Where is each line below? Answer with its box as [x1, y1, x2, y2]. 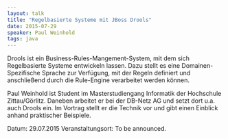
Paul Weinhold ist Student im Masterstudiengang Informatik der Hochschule [7, 90, 222, 98]
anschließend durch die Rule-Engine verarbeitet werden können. [7, 76, 190, 84]
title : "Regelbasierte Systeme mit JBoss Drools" [7, 16, 152, 23]
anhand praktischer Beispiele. [7, 111, 91, 120]
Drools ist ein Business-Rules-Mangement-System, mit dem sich [7, 54, 190, 62]
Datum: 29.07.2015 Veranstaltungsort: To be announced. [7, 125, 167, 133]
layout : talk [7, 10, 45, 17]
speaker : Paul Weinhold [7, 29, 76, 36]
